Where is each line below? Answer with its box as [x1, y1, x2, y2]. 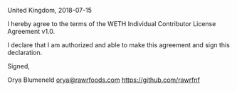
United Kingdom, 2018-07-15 [7, 6, 93, 14]
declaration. [7, 49, 43, 56]
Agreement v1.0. [7, 28, 56, 35]
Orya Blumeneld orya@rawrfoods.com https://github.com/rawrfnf [7, 75, 201, 84]
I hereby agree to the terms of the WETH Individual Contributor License [7, 20, 216, 28]
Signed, [7, 62, 30, 70]
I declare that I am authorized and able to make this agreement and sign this [7, 41, 230, 49]
